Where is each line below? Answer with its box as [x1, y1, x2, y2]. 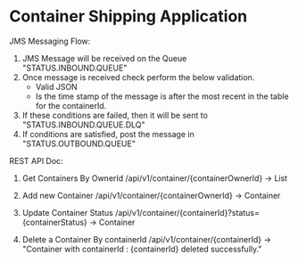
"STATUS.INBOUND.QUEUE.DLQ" [21, 119, 145, 130]
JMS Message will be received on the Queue [21, 53, 187, 63]
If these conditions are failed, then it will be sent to [21, 110, 208, 120]
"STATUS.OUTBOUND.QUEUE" [21, 138, 137, 149]
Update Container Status [21, 207, 113, 218]
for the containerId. [35, 100, 107, 111]
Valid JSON [35, 81, 78, 92]
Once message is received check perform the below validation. [21, 71, 255, 82]
